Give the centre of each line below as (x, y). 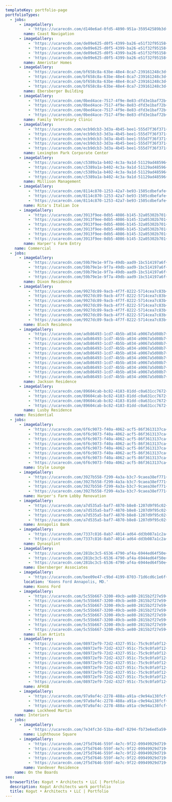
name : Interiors (32, 715)
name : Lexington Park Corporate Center (66, 153)
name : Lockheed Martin (48, 710)
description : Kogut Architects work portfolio (60, 787)
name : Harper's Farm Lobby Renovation (65, 496)
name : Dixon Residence (48, 282)
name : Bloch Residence (48, 324)
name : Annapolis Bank (47, 525)
